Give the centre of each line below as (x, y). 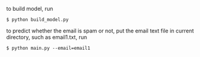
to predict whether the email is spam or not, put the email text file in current (100, 31)
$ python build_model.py (37, 20)
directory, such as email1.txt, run (47, 37)
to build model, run (30, 9)
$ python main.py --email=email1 (48, 48)
